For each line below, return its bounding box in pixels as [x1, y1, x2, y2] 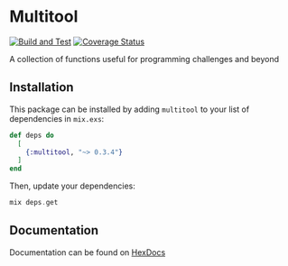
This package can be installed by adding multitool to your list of [9, 104, 250, 115]
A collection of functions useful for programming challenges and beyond [9, 53, 280, 64]
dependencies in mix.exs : [9, 113, 105, 124]
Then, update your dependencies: [9, 180, 135, 191]
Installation [9, 79, 74, 96]
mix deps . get [9, 198, 59, 207]
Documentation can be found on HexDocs [9, 246, 166, 258]
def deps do [9, 131, 54, 140]
